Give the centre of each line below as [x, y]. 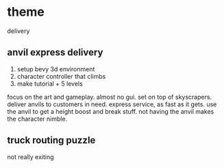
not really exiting [30, 157]
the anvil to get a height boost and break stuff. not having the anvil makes [111, 111]
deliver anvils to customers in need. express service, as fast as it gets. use [112, 104]
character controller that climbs [61, 76]
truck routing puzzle [51, 140]
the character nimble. [37, 119]
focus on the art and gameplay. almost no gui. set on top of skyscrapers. [110, 97]
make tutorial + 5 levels [50, 84]
